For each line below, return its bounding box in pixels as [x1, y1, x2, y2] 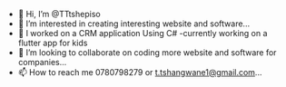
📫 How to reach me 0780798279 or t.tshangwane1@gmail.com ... [17, 67, 262, 77]
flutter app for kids [17, 37, 88, 48]
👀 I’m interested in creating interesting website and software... [17, 18, 251, 29]
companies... [17, 57, 67, 67]
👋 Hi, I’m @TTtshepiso [17, 9, 102, 19]
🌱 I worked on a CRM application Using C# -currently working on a [17, 28, 268, 38]
